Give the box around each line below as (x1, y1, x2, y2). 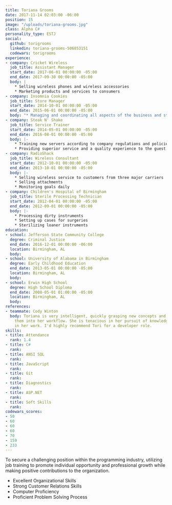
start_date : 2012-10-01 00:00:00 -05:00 (10, 160, 97, 166)
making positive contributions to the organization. (5, 467, 110, 474)
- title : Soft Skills (5, 400, 52, 405)
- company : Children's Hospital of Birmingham (5, 189, 106, 194)
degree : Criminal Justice (10, 237, 66, 242)
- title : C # (5, 342, 31, 348)
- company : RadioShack (5, 151, 54, 156)
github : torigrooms (10, 41, 52, 46)
